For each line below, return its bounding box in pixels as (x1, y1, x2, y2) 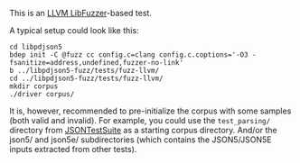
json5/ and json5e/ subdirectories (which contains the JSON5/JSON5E (9, 134, 273, 145)
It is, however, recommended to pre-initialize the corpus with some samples (9, 105, 292, 116)
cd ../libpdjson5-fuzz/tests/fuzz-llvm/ (9, 74, 164, 83)
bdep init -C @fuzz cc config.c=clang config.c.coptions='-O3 (9, 50, 248, 59)
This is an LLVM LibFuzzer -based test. (9, 8, 152, 18)
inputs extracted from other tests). (9, 144, 137, 154)
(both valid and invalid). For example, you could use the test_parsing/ (9, 115, 271, 125)
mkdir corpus (9, 82, 59, 91)
